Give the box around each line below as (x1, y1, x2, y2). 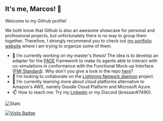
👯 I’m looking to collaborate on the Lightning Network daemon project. (12, 73, 155, 79)
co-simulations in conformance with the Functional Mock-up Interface (12, 63, 154, 69)
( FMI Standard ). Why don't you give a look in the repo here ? (12, 68, 134, 74)
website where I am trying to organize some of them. (5, 43, 112, 49)
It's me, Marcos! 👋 (5, 5, 62, 13)
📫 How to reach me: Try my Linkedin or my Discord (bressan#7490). (12, 89, 152, 95)
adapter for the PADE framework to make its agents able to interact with (12, 57, 158, 64)
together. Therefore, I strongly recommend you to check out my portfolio (5, 38, 152, 44)
